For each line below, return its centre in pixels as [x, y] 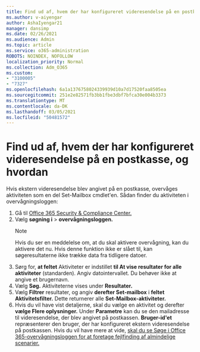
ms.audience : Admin [30, 39]
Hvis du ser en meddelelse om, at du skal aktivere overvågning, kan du [102, 243]
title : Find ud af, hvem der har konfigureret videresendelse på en [93, 12]
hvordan [27, 172]
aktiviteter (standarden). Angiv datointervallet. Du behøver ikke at [96, 273]
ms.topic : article [29, 45]
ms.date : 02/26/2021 [32, 34]
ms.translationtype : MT [36, 100]
